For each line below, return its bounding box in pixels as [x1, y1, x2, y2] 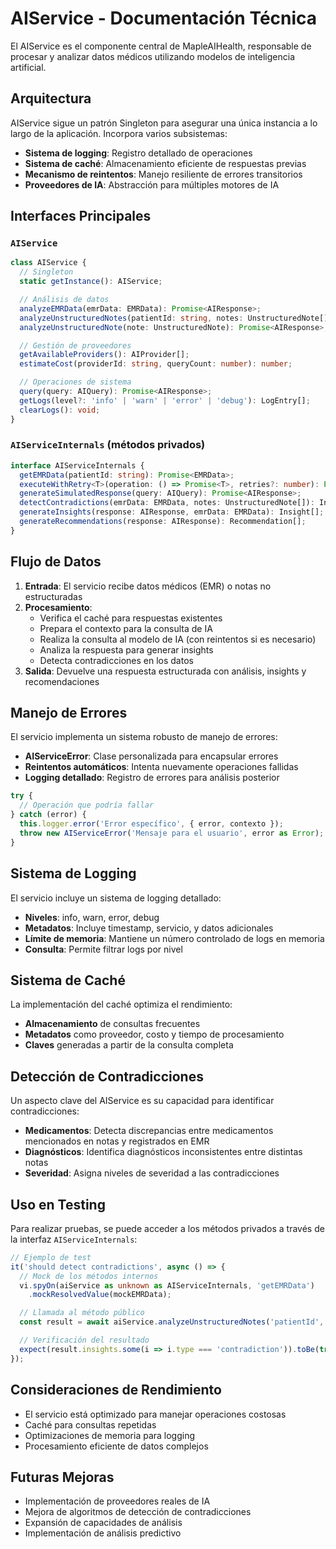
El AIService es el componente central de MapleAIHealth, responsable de [10, 40, 312, 52]
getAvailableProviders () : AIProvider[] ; [19, 350, 190, 360]
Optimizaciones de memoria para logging [24, 1429, 196, 1441]
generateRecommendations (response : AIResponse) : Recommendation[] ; [19, 517, 307, 527]
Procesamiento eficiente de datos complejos [24, 1440, 209, 1452]
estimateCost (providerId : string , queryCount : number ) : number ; [19, 359, 293, 369]
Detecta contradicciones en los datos [39, 654, 194, 666]
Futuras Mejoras [10, 1468, 115, 1486]
